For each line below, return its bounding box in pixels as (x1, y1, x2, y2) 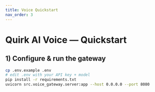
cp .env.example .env (5, 68, 52, 73)
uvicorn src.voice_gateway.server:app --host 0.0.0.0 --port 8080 (5, 82, 150, 87)
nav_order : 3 (5, 12, 33, 17)
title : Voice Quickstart (5, 7, 58, 13)
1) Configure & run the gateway (5, 54, 106, 63)
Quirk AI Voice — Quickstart (5, 34, 127, 46)
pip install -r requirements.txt (5, 77, 77, 82)
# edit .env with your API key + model (5, 72, 91, 78)
